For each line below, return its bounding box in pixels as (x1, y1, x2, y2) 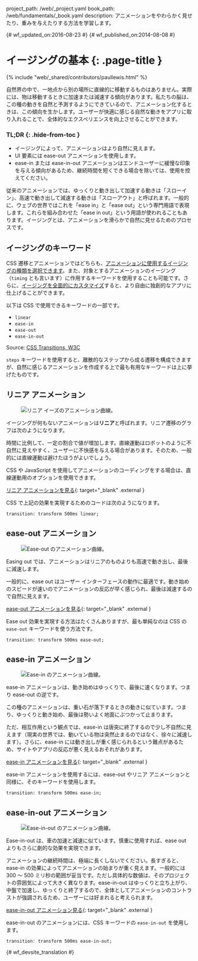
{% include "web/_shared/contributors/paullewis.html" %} (6, 73, 148, 80)
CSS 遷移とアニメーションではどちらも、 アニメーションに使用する (6, 260, 168, 267)
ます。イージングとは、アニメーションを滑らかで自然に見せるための (11, 216, 176, 224)
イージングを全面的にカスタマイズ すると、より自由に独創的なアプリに (21, 282, 192, 289)
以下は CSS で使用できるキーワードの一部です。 (6, 302, 123, 309)
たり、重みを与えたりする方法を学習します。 (6, 20, 115, 26)
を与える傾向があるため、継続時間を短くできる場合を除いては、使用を (14, 167, 185, 174)
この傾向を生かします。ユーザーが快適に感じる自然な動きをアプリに (21, 108, 187, 115)
